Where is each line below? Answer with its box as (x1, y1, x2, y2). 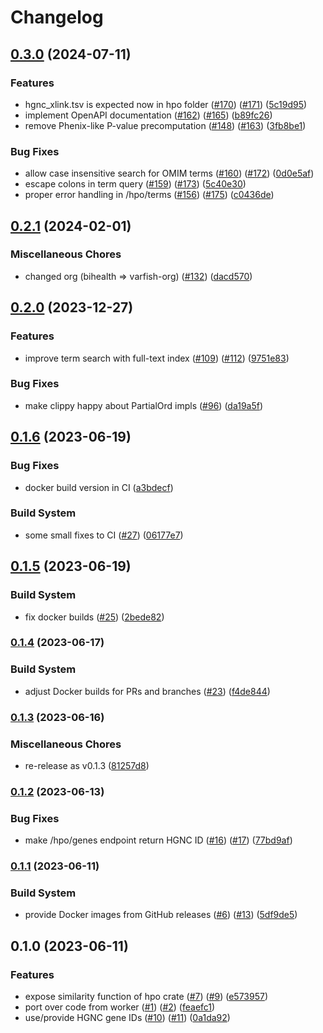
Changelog (10, 6, 104, 29)
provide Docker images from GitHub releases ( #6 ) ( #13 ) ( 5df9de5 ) (24, 909, 298, 921)
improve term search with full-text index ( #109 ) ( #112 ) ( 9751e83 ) (24, 352, 290, 364)
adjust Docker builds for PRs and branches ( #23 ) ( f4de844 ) (24, 685, 271, 697)
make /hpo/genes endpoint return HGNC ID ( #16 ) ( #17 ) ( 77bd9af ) (24, 834, 293, 846)
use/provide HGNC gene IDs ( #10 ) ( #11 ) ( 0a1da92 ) (24, 1012, 231, 1024)
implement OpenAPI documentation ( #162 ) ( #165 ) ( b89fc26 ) (24, 109, 273, 121)
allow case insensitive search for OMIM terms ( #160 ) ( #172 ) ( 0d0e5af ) (24, 167, 315, 180)
